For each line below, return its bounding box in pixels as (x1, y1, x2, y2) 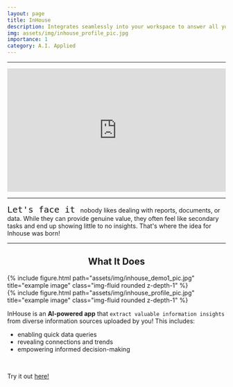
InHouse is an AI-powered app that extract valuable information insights (7, 310, 225, 318)
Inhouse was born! (7, 229, 60, 237)
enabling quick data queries (17, 331, 97, 339)
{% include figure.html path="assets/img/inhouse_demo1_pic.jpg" (7, 274, 196, 282)
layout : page (7, 10, 45, 17)
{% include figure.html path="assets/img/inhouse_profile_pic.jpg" (7, 289, 196, 297)
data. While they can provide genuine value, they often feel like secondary (7, 214, 219, 222)
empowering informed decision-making (17, 345, 130, 354)
